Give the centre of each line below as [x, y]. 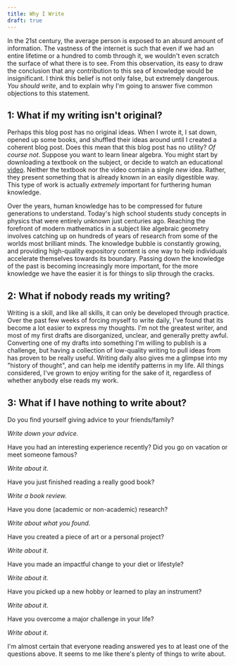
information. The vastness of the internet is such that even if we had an [111, 48]
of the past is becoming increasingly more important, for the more [103, 266]
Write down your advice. [43, 433]
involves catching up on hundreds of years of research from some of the [113, 236]
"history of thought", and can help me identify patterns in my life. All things [116, 365]
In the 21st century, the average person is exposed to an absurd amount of [116, 40]
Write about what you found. [49, 523]
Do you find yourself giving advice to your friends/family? [91, 419]
